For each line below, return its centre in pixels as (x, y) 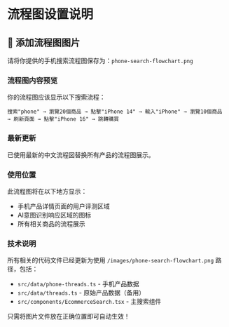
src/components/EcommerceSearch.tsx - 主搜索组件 (89, 302)
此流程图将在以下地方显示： (47, 191)
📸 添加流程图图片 (44, 42)
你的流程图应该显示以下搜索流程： (56, 97)
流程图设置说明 (50, 14)
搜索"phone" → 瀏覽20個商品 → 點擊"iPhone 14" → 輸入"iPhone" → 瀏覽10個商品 (115, 112)
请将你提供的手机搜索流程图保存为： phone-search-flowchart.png (100, 61)
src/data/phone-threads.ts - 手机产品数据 (78, 284)
